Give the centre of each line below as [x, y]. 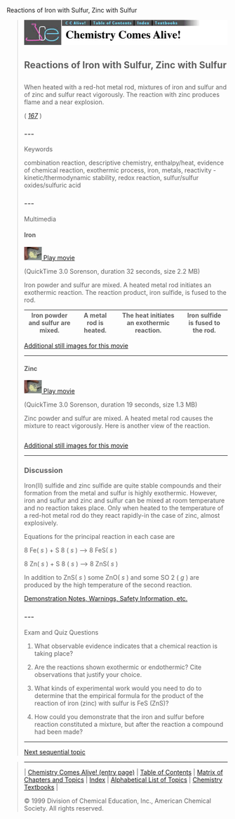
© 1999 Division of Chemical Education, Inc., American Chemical [117, 801]
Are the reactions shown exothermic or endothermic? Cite [118, 667]
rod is [95, 323]
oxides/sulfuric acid [52, 185]
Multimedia [40, 219]
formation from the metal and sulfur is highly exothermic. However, [120, 493]
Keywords [38, 149]
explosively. [41, 523]
